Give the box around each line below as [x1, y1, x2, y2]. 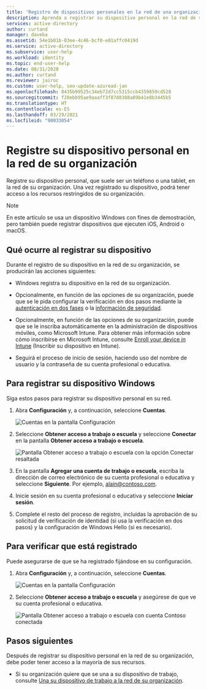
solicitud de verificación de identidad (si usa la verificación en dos [15, 516, 183, 524]
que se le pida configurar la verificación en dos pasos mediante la [15, 298, 182, 305]
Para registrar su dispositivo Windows [6, 378, 155, 389]
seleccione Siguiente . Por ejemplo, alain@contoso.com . [15, 480, 158, 488]
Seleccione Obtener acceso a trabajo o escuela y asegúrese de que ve [15, 593, 196, 600]
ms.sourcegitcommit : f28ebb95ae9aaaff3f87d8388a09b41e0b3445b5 [6, 94, 172, 101]
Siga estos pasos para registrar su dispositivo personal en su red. [6, 394, 172, 402]
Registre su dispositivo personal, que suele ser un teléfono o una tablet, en [6, 177, 195, 185]
